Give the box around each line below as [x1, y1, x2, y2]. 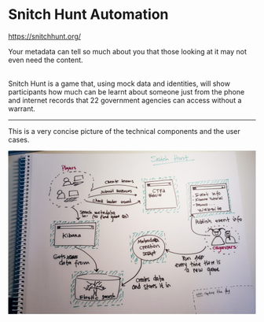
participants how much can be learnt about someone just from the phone [8, 87, 245, 96]
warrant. [8, 104, 35, 113]
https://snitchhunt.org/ [8, 31, 81, 41]
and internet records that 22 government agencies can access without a [8, 95, 242, 105]
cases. [8, 135, 30, 144]
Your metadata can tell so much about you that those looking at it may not [8, 46, 247, 56]
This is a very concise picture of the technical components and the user [8, 126, 241, 135]
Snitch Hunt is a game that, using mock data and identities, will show [8, 79, 230, 88]
